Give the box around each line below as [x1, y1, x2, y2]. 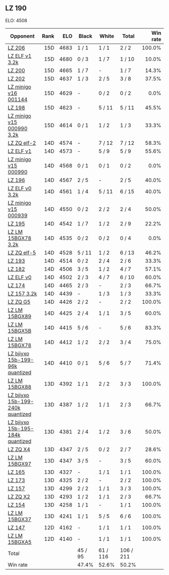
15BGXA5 [8, 538, 32, 545]
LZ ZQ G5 [8, 298, 31, 305]
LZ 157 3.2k [8, 290, 37, 297]
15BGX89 [8, 313, 32, 320]
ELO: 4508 [5, 17, 28, 23]
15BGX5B [8, 327, 32, 334]
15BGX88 [8, 383, 32, 390]
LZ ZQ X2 [8, 493, 30, 500]
